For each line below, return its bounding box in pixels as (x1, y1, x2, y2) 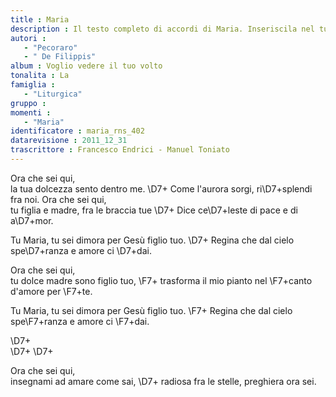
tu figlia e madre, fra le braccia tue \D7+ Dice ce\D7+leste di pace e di (10, 204, 298, 216)
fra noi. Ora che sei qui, (10, 193, 107, 205)
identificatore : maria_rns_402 (10, 126, 145, 136)
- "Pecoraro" (23, 42, 78, 53)
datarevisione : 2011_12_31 (10, 136, 128, 146)
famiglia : (10, 80, 56, 90)
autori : (10, 33, 47, 43)
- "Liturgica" (23, 89, 83, 99)
